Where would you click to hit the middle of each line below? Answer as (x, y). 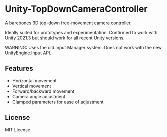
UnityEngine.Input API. (28, 53)
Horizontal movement (34, 80)
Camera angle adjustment (39, 96)
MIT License (18, 130)
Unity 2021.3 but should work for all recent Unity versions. (65, 38)
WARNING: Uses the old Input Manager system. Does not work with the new (84, 47)
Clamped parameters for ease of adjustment (58, 102)
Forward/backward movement (43, 91)
